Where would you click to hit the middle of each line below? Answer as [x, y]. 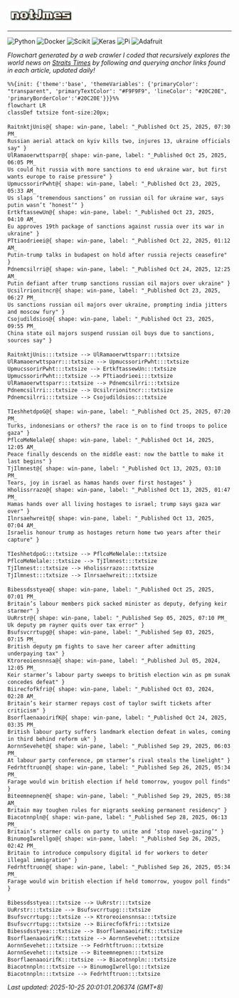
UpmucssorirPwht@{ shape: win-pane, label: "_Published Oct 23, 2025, [114, 184]
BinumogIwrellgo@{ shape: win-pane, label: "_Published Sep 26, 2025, [114, 839]
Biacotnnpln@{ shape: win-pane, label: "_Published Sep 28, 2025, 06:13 [117, 818]
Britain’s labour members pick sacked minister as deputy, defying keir [117, 604]
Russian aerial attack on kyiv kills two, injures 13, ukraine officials [119, 141]
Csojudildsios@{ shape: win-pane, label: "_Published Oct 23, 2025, [111, 319]
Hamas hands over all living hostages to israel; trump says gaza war [114, 504]
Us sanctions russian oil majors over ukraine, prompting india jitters [117, 305]
